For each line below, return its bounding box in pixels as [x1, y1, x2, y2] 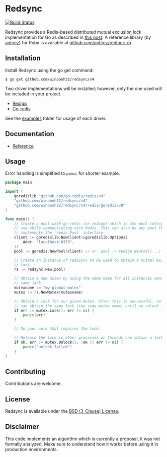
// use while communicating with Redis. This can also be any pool [14, 226, 157, 231]
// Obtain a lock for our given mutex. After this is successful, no [14, 299, 162, 304]
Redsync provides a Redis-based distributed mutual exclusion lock [5, 29, 142, 35]
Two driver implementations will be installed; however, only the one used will [5, 85, 162, 91]
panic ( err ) [23, 312, 46, 318]
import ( [5, 189, 23, 194]
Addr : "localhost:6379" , [23, 239, 75, 244]
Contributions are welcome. [5, 381, 62, 386]
